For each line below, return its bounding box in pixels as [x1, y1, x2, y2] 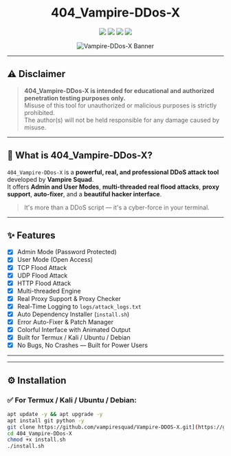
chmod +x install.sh [7, 436, 67, 444]
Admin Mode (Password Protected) [16, 248, 117, 256]
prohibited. [23, 108, 55, 116]
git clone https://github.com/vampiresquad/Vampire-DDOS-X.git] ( [7, 424, 198, 431]
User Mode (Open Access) [16, 256, 93, 264]
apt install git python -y [7, 417, 85, 424]
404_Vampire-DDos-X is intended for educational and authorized [23, 86, 214, 94]
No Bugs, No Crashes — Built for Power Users [16, 341, 148, 349]
